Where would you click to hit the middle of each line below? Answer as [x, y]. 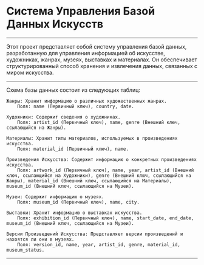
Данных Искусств [55, 24]
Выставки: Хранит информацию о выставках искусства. [74, 213]
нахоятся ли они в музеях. [40, 239]
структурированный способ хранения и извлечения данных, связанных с [102, 66]
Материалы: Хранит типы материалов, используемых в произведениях [92, 138]
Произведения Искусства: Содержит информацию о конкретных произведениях [102, 159]
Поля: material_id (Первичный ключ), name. [73, 149]
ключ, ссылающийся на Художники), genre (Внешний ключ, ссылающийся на [99, 175]
